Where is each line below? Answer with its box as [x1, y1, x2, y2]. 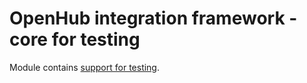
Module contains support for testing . [9, 61, 161, 73]
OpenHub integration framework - [9, 7, 298, 30]
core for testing [9, 28, 141, 51]
